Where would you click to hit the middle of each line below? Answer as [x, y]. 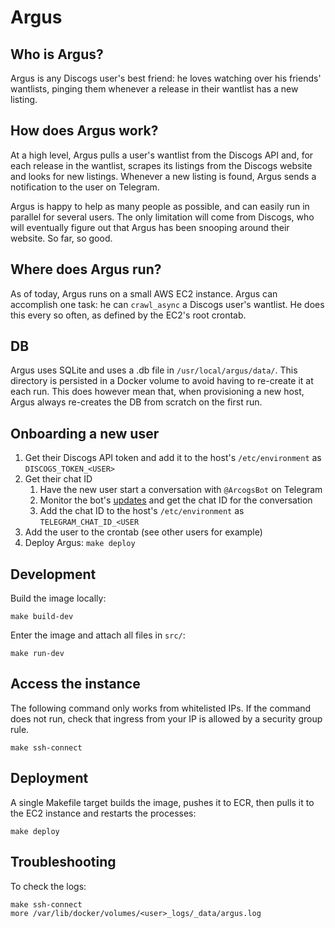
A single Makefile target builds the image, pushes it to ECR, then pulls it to [162, 802]
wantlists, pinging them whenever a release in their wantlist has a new [154, 89]
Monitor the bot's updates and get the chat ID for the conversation [176, 500]
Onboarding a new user [85, 433]
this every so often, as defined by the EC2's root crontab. [128, 315]
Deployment [49, 778]
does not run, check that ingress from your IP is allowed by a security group [166, 718]
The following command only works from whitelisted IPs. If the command [161, 708]
